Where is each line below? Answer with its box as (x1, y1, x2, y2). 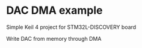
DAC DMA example (6, 4, 103, 17)
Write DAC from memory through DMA (6, 35, 102, 42)
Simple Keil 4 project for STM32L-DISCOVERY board (6, 23, 137, 31)
